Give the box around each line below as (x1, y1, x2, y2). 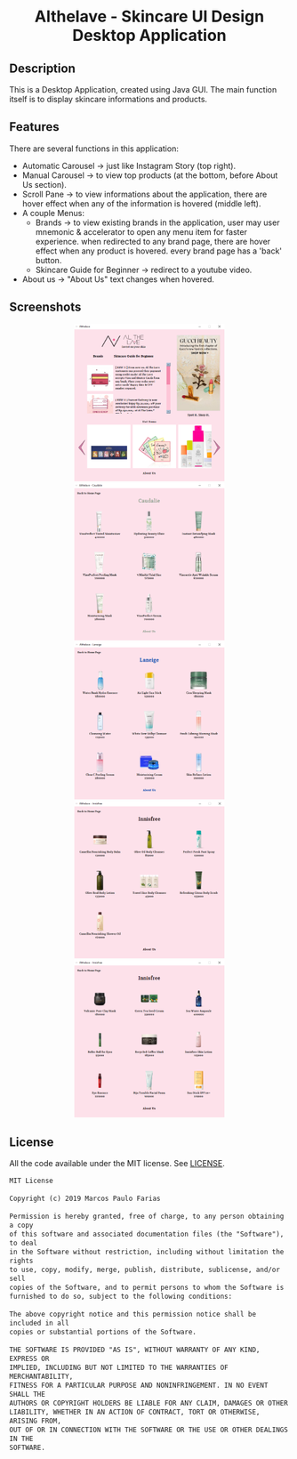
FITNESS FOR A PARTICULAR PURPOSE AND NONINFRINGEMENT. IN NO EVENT (9, 1381, 269, 1390)
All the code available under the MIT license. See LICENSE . (9, 1158, 225, 1169)
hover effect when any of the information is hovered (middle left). (21, 197, 261, 209)
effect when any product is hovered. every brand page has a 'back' (35, 246, 283, 256)
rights (9, 1256, 34, 1266)
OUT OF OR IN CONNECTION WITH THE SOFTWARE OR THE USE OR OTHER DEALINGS (9, 1425, 289, 1435)
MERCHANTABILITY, (9, 1372, 74, 1382)
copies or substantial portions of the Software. (9, 1327, 197, 1337)
